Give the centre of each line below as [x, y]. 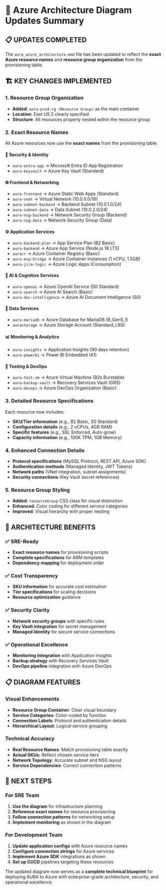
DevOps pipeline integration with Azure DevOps [62, 666]
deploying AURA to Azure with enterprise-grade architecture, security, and [82, 877]
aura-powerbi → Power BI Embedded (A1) [55, 355]
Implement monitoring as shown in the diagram [62, 822]
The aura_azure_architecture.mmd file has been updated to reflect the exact [83, 54]
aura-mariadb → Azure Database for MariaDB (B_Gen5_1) [70, 320]
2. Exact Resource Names [37, 132]
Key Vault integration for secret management [59, 626]
